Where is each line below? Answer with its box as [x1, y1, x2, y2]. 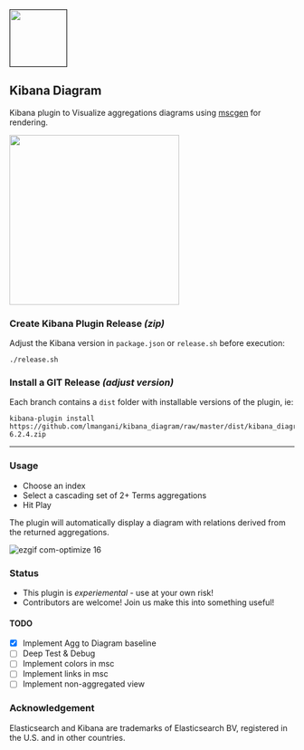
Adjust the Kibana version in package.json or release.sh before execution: [9, 338, 285, 349]
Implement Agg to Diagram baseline [22, 638, 157, 649]
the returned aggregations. [9, 526, 110, 537]
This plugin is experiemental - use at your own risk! [22, 588, 214, 598]
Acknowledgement [9, 702, 95, 715]
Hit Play [22, 499, 52, 510]
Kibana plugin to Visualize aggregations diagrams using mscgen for [9, 107, 261, 118]
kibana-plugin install [9, 414, 95, 424]
